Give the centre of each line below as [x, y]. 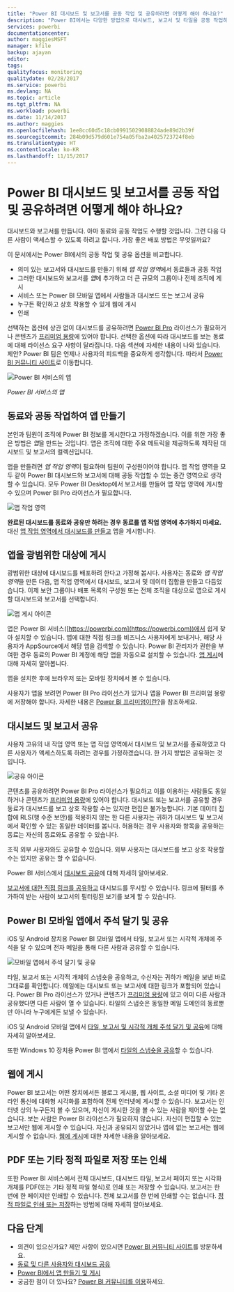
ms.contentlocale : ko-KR [43, 150]
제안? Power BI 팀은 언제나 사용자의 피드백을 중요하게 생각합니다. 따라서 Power [115, 353]
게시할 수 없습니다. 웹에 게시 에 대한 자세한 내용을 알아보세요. [89, 1136]
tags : [15, 66]
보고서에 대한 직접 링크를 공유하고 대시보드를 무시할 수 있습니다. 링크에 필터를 [112, 888]
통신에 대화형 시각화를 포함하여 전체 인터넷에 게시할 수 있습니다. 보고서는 [118, 1101]
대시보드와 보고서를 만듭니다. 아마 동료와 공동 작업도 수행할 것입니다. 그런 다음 [113, 231]
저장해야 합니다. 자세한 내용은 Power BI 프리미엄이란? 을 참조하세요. [106, 702]
